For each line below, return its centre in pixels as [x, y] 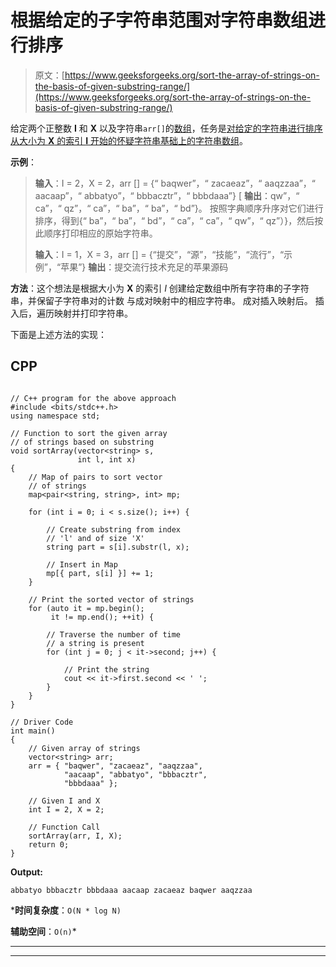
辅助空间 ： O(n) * [43, 931]
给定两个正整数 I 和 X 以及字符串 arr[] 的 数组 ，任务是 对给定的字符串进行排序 [166, 128]
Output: [26, 872]
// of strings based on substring [82, 442]
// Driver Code [42, 722]
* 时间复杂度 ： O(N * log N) [66, 910]
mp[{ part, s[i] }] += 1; [100, 573]
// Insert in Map [82, 564]
